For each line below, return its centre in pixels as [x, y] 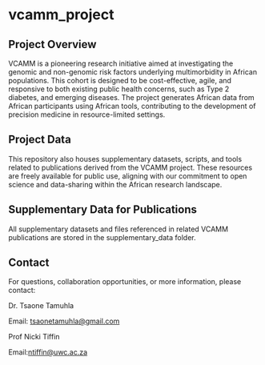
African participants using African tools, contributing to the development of [132, 106]
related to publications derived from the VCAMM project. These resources [130, 167]
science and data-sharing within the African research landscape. [115, 184]
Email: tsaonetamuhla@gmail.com [64, 321]
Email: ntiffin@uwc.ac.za [48, 352]
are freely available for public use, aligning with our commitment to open [128, 176]
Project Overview [52, 44]
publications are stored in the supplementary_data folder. [102, 237]
